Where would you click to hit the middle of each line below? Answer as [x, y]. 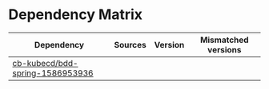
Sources [130, 44]
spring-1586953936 [53, 73]
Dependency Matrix [75, 15]
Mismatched [225, 40]
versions [225, 49]
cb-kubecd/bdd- [45, 63]
